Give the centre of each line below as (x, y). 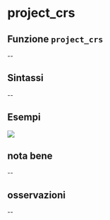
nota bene (30, 156)
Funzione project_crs (55, 39)
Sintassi (25, 78)
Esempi (24, 117)
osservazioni (36, 195)
